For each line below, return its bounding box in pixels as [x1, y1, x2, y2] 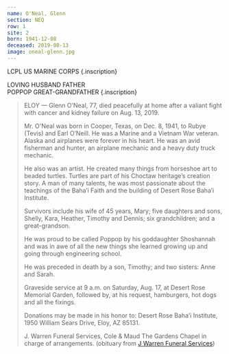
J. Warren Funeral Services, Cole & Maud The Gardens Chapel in [23, 331, 207, 340]
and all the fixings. [23, 298, 76, 306]
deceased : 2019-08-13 [7, 42, 69, 49]
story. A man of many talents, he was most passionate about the [23, 179, 206, 187]
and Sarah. [23, 269, 55, 278]
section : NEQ [7, 16, 45, 23]
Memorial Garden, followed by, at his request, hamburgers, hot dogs [23, 290, 217, 299]
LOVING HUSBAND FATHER [7, 80, 86, 89]
